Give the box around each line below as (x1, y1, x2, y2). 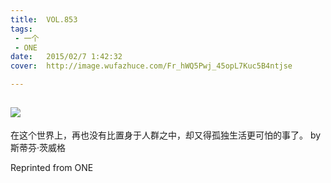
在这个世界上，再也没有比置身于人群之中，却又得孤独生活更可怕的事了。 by (10, 129, 322, 141)
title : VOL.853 (10, 14, 78, 25)
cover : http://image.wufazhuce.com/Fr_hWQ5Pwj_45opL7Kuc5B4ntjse (10, 61, 293, 71)
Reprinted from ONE (10, 161, 94, 173)
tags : (10, 24, 33, 34)
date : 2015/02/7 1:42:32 (10, 52, 123, 62)
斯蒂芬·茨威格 (10, 141, 67, 153)
